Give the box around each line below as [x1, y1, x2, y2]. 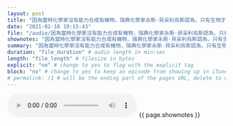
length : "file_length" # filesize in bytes [7, 55, 135, 62]
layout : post [7, 10, 45, 17]
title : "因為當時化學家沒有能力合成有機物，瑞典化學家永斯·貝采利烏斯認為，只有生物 [7, 17, 221, 24]
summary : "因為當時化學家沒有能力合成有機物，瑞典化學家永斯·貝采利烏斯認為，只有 [7, 42, 217, 49]
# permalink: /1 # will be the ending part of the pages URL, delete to [7, 74, 222, 82]
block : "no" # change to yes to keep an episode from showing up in [7, 68, 209, 75]
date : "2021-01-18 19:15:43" [7, 23, 92, 30]
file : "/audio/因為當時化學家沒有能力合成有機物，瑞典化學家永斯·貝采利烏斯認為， [7, 29, 219, 37]
